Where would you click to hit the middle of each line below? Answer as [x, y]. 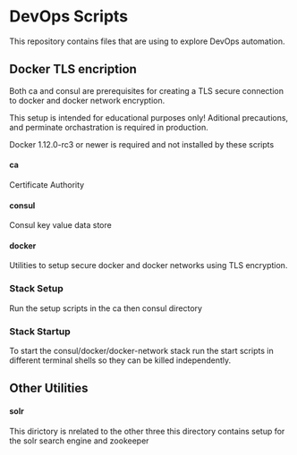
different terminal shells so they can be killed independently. [120, 360]
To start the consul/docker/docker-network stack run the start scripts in [142, 350]
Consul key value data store [60, 225]
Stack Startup [40, 331]
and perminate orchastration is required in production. [109, 127]
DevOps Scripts [69, 17]
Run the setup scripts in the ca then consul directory [106, 308]
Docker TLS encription [73, 69]
